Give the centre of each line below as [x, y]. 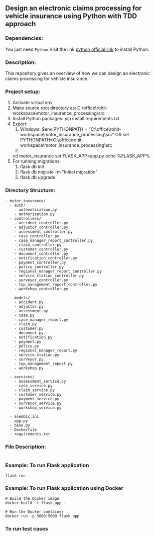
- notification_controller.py [46, 258]
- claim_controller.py [38, 245]
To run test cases [27, 529]
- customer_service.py [38, 394]
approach [21, 24]
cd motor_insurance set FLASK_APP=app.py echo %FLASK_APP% [81, 156]
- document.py [29, 333]
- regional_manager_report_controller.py [58, 271]
